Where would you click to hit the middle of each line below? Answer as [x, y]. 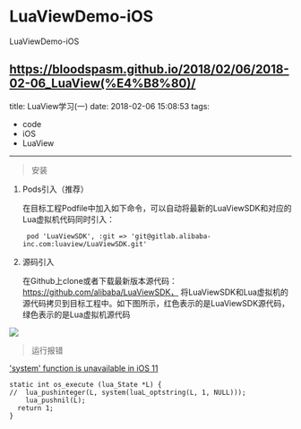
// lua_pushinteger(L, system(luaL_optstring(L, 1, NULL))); [128, 392]
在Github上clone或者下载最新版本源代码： [99, 280]
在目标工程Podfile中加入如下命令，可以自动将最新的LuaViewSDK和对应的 [157, 208]
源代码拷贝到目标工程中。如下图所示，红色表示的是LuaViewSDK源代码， [156, 303]
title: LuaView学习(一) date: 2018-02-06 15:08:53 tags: [110, 106]
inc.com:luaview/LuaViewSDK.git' [85, 244]
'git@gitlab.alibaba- [172, 236]
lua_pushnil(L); [56, 400]
